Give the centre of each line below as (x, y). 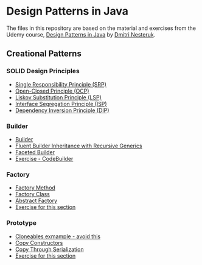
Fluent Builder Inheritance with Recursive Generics (78, 146)
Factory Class (32, 194)
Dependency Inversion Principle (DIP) (62, 110)
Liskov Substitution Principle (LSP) (58, 97)
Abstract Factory (36, 201)
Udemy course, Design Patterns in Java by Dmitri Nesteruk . (81, 34)
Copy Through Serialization (49, 249)
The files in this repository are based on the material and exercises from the (101, 28)
